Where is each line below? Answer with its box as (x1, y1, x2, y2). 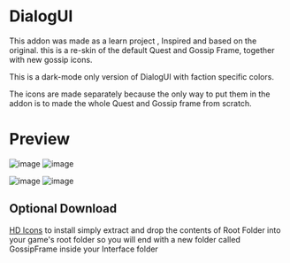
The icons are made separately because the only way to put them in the (9, 89, 271, 99)
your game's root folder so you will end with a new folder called (9, 234, 240, 244)
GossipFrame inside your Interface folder (9, 244, 159, 254)
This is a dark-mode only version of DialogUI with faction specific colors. (9, 71, 274, 81)
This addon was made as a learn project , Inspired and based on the (9, 35, 257, 46)
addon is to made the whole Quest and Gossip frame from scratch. (9, 97, 252, 108)
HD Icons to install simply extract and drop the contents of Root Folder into (9, 224, 281, 236)
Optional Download (9, 201, 118, 216)
